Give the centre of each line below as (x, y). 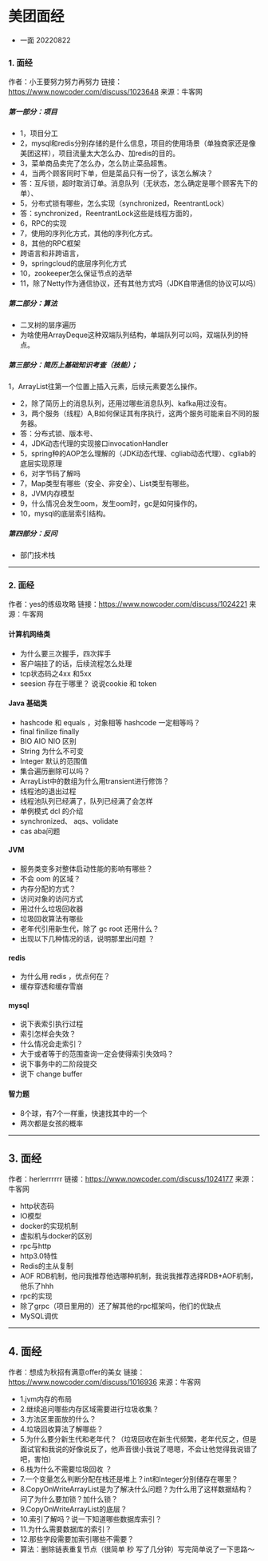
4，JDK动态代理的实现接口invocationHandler (94, 443)
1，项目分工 (39, 134)
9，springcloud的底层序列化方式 (73, 263)
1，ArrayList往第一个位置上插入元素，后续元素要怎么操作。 (105, 387)
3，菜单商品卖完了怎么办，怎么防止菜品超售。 (95, 163)
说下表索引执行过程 (51, 1024)
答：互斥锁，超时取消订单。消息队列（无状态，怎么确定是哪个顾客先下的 (138, 183)
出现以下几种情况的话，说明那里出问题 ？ (87, 939)
